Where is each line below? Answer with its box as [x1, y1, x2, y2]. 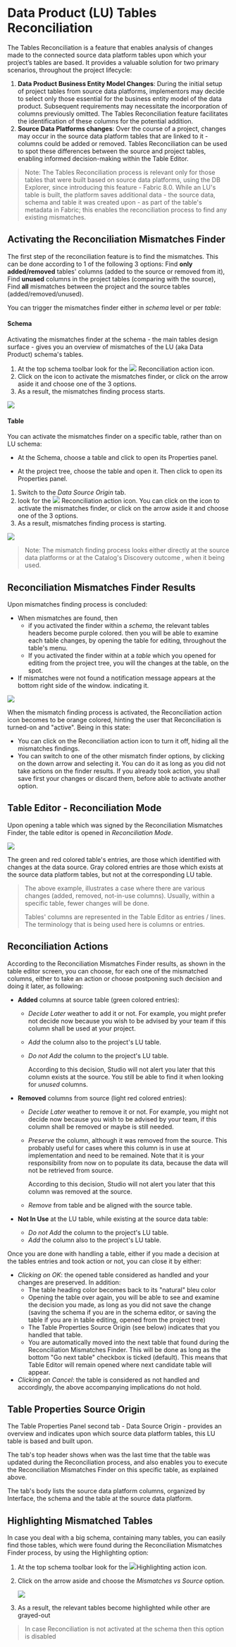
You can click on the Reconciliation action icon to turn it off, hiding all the [17, 736, 229, 745]
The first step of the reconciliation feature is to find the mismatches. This [7, 252, 218, 260]
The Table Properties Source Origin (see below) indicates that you [27, 1323, 221, 1331]
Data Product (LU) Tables [7, 5, 157, 21]
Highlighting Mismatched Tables [7, 1514, 154, 1526]
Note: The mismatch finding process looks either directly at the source [24, 546, 230, 554]
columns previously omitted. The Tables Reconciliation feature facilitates [17, 109, 228, 118]
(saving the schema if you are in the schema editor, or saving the [27, 1308, 216, 1316]
